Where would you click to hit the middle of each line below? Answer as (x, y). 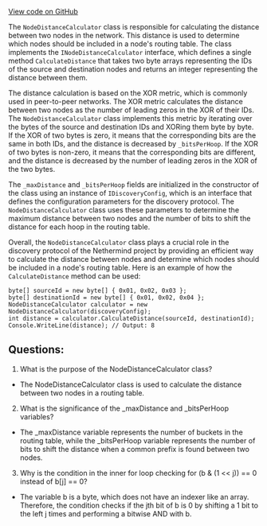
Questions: (36, 350)
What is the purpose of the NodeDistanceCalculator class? (116, 368)
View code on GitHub (43, 12)
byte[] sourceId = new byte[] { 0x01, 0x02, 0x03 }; (98, 290)
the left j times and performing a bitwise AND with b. (106, 513)
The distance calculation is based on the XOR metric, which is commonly (128, 93)
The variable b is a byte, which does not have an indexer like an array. (134, 497)
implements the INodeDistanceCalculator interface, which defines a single (130, 52)
